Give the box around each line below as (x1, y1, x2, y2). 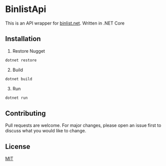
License (5, 142, 30, 151)
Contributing (5, 109, 46, 117)
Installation (5, 35, 41, 43)
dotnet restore (5, 58, 37, 63)
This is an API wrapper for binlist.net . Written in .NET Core (5, 20, 125, 26)
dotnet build (5, 76, 32, 81)
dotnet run (5, 95, 28, 100)
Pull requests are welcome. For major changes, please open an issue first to (5, 122, 161, 128)
